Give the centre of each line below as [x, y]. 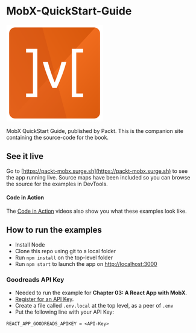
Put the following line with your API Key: [65, 312]
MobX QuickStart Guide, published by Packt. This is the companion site [95, 131]
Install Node [30, 244]
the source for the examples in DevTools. [57, 184]
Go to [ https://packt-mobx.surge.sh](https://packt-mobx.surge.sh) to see [97, 171]
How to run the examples [54, 230]
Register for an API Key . [44, 299]
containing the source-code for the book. [58, 137]
